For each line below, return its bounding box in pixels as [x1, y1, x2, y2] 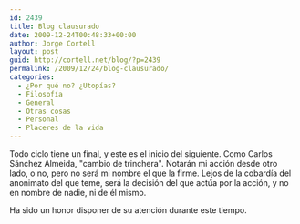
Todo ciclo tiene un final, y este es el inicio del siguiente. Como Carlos [9, 148, 274, 159]
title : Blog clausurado [9, 22, 100, 31]
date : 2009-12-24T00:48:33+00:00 [9, 30, 137, 39]
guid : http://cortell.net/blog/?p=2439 [9, 56, 161, 65]
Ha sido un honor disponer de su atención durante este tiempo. [9, 205, 248, 215]
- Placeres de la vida [17, 124, 104, 133]
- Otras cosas [17, 107, 71, 116]
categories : [9, 73, 55, 82]
